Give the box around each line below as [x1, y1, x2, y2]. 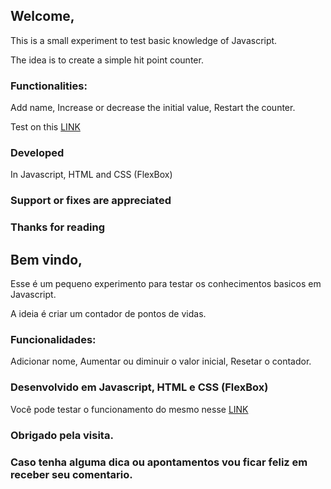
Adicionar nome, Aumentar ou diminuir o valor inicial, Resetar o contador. [10, 355, 312, 368]
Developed [10, 146, 65, 160]
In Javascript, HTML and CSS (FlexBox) [10, 169, 173, 181]
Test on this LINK [10, 121, 81, 133]
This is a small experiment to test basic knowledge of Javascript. [10, 34, 278, 46]
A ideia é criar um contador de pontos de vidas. [10, 308, 207, 320]
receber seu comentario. [10, 467, 133, 481]
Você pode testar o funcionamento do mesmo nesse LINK [10, 403, 249, 415]
